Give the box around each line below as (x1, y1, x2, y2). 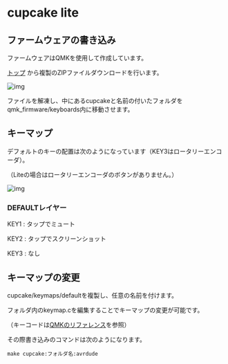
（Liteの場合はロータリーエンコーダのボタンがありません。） (7, 170, 178, 179)
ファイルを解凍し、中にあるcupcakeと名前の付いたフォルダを (7, 97, 183, 104)
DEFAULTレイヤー (7, 203, 67, 212)
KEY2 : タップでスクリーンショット (7, 235, 107, 243)
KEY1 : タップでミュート (7, 220, 75, 228)
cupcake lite (7, 5, 79, 21)
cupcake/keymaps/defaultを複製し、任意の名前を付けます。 (7, 291, 178, 299)
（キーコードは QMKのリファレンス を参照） (7, 320, 131, 329)
